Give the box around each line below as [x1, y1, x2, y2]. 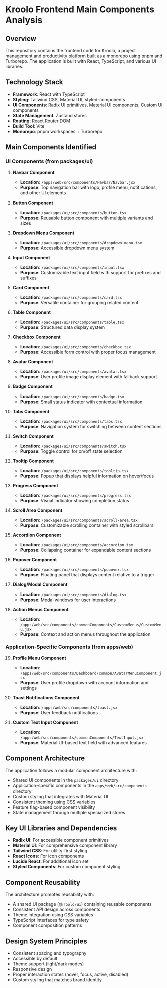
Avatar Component [12, 358, 54, 364]
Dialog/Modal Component [12, 581, 68, 587]
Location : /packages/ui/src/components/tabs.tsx [20, 418, 122, 424]
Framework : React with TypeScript [12, 91, 85, 97]
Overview [5, 34, 37, 43]
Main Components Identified [5, 143, 97, 151]
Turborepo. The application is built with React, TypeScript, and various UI [5, 58, 156, 64]
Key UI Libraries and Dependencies [5, 824, 117, 832]
